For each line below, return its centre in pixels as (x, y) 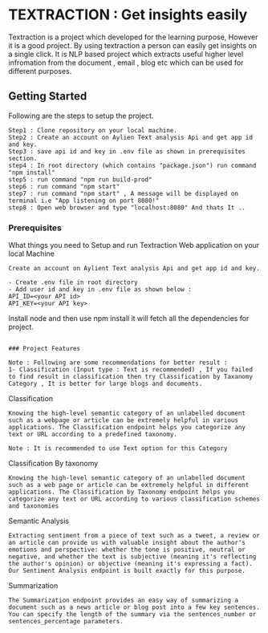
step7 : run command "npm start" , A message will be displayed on (124, 193)
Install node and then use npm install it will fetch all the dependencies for (129, 319)
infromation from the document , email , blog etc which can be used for (126, 63)
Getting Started (48, 97)
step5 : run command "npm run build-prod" (80, 179)
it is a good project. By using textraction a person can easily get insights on (132, 45)
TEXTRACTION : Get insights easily (128, 15)
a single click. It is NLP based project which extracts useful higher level (126, 54)
